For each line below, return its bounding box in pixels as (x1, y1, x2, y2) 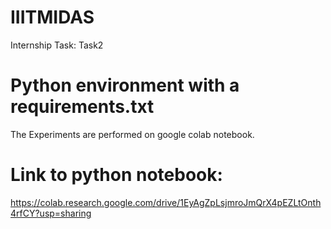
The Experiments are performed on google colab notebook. (10, 128, 255, 140)
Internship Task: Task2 (10, 39, 104, 51)
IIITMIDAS (10, 6, 95, 29)
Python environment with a (10, 74, 240, 97)
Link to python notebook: (10, 164, 223, 186)
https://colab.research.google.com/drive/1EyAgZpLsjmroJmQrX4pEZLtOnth (10, 196, 322, 208)
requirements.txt (10, 96, 155, 118)
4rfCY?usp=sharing (10, 207, 92, 219)
